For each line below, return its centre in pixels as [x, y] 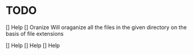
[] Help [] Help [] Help [33, 45]
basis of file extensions [35, 33]
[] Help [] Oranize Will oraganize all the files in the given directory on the [96, 27]
